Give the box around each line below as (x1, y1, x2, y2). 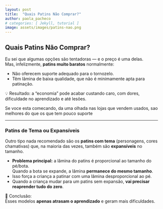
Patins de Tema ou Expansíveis (5, 127, 80, 134)
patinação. (12, 81, 33, 87)
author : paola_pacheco (5, 16, 51, 21)
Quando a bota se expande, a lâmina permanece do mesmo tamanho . (12, 168, 153, 174)
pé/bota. (12, 163, 30, 169)
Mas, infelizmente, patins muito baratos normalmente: (5, 61, 114, 67)
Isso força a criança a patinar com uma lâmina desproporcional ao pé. (12, 174, 152, 179)
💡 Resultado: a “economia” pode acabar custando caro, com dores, (5, 90, 140, 96)
